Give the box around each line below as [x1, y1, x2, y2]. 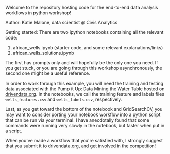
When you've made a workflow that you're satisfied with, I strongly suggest [5, 138, 163, 143]
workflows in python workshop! [5, 10, 72, 16]
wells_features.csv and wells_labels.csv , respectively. [5, 96, 122, 102]
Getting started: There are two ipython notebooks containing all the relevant [5, 29, 164, 35]
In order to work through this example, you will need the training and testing [5, 81, 164, 86]
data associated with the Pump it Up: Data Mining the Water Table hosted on [5, 86, 165, 92]
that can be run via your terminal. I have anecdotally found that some [5, 117, 150, 123]
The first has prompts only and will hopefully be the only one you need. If [5, 60, 158, 65]
